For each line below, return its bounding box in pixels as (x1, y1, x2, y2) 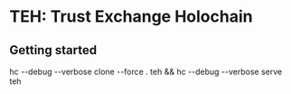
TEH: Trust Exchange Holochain (9, 6, 253, 27)
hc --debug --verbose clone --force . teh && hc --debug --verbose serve (9, 66, 283, 77)
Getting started (9, 42, 98, 58)
